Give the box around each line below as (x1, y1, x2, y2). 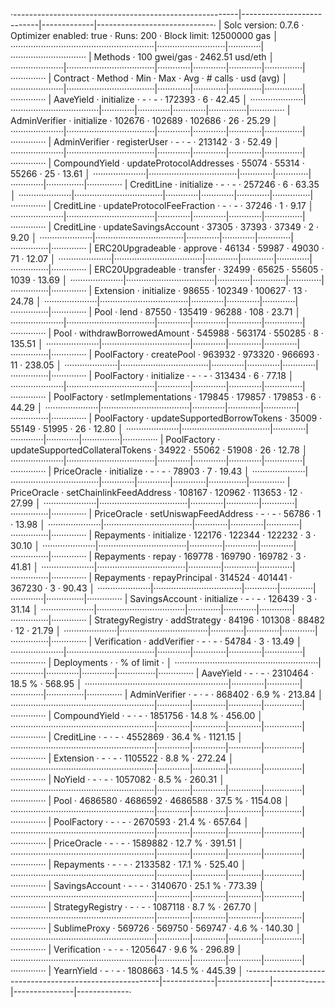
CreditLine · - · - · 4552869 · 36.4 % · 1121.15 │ (53, 731, 244, 743)
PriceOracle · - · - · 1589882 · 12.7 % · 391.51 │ (53, 837, 245, 849)
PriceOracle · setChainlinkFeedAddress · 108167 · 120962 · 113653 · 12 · (10, 487, 303, 498)
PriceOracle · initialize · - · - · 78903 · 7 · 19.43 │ (53, 465, 250, 477)
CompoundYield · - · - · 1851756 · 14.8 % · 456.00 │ (53, 710, 264, 721)
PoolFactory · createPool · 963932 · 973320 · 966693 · (94, 349, 320, 360)
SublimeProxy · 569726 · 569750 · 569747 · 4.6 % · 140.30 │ (53, 922, 302, 934)
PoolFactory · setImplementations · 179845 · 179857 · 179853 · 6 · (53, 391, 322, 403)
